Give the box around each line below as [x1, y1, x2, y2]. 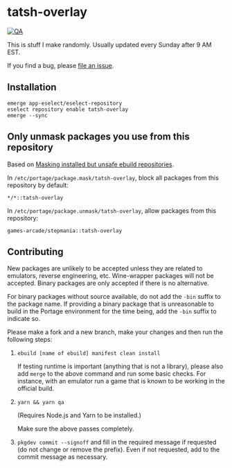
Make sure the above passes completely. [17, 424, 134, 433]
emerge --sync [7, 112, 48, 119]
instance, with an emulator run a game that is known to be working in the [17, 377, 225, 385]
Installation [7, 81, 57, 94]
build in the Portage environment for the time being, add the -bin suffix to [7, 307, 217, 315]
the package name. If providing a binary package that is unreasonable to [7, 300, 215, 309]
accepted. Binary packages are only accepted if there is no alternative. [7, 279, 209, 288]
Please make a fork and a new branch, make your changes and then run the [7, 328, 224, 336]
